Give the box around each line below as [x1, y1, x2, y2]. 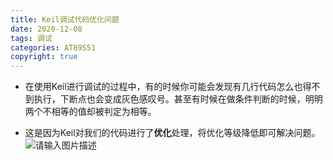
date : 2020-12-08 [10, 24, 83, 34]
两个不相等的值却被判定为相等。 [24, 106, 157, 118]
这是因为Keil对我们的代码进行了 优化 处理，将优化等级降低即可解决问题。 [24, 127, 321, 139]
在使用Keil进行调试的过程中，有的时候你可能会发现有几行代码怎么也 [24, 81, 303, 93]
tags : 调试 [10, 33, 53, 43]
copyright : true [10, 52, 78, 62]
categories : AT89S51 [10, 42, 97, 53]
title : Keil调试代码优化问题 [10, 14, 120, 25]
